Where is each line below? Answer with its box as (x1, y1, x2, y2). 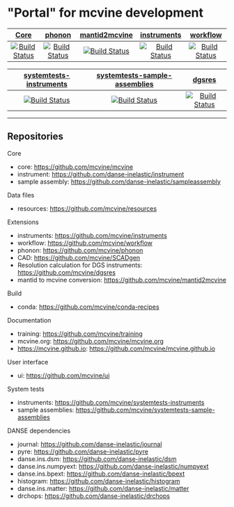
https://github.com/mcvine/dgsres (17, 268, 116, 276)
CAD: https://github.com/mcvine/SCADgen (17, 253, 141, 261)
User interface (7, 357, 49, 366)
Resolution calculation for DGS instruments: (17, 261, 143, 269)
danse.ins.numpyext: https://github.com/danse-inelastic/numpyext (17, 462, 209, 470)
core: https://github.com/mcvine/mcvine (17, 162, 134, 171)
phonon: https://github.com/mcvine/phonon (17, 246, 143, 255)
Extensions (7, 218, 40, 226)
